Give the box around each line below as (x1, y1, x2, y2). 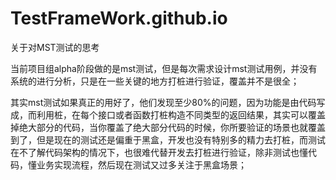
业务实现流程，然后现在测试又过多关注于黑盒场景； (36, 158, 247, 171)
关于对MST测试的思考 (10, 41, 100, 53)
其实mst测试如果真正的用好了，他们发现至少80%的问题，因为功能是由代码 (10, 96, 317, 108)
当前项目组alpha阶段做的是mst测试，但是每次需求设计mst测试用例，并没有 (10, 62, 318, 74)
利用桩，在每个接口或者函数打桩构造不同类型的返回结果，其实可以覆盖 (36, 108, 326, 121)
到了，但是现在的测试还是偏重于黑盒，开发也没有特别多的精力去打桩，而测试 (10, 133, 326, 146)
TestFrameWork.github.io (10, 7, 228, 30)
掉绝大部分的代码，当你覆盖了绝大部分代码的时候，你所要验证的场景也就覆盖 (10, 121, 326, 133)
